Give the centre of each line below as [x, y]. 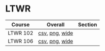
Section [88, 24]
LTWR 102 [21, 33]
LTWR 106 [21, 41]
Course [20, 24]
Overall [56, 24]
